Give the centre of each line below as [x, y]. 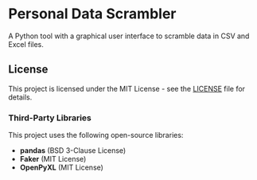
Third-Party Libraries [50, 118]
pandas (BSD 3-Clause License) [73, 151]
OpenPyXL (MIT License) [61, 167]
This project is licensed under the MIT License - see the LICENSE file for [127, 88]
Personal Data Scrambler [92, 14]
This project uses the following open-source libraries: [96, 135]
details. [20, 97]
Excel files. [26, 44]
